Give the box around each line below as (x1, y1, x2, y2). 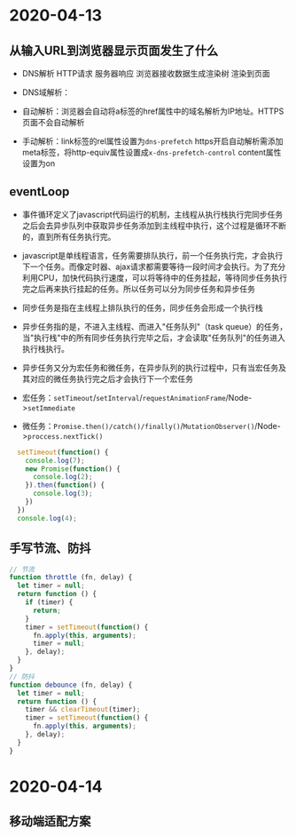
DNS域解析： (21, 87, 71, 98)
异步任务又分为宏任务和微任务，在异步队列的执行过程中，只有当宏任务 (21, 362, 279, 373)
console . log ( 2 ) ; (32, 473, 93, 482)
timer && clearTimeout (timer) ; (25, 705, 141, 714)
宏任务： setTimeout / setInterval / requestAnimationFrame (21, 392, 226, 402)
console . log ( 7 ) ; (25, 456, 86, 465)
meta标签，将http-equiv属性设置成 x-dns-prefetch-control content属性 (21, 147, 282, 157)
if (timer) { (25, 598, 74, 607)
